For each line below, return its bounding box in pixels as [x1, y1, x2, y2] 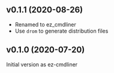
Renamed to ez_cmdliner [14, 21, 76, 28]
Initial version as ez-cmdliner [6, 60, 78, 68]
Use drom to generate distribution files [14, 27, 109, 34]
